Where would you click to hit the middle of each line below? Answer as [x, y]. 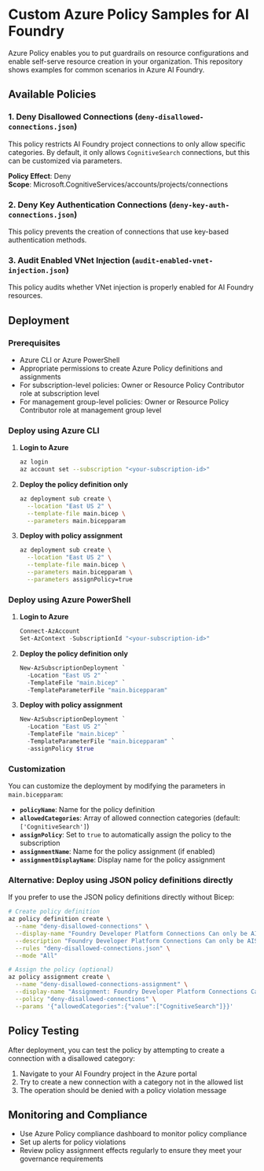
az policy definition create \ [59, 919]
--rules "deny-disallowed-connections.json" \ [93, 948]
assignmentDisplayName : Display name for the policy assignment [122, 860]
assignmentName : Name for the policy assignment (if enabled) [117, 851]
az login [34, 462]
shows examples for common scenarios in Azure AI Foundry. [106, 69]
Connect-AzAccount [49, 631]
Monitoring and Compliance [78, 1115]
